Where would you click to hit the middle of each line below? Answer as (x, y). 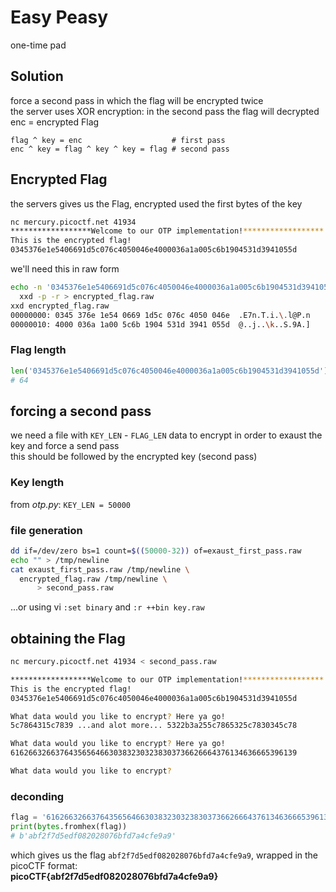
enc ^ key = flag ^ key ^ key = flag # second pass (120, 149)
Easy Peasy (59, 17)
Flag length (38, 350)
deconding (37, 796)
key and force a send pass (65, 446)
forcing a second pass (81, 411)
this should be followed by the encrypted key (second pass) (134, 457)
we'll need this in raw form (65, 269)
